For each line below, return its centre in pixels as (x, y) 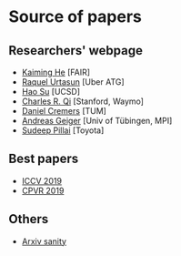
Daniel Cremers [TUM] (64, 111)
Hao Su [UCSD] (51, 92)
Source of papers (75, 17)
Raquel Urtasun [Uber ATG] (73, 82)
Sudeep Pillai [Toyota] (63, 130)
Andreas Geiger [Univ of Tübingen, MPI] (97, 121)
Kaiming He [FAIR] (56, 72)
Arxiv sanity (44, 241)
